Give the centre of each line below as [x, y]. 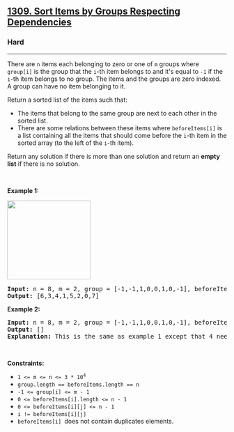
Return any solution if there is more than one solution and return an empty [114, 156]
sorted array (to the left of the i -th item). [76, 143]
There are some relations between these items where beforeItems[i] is [120, 128]
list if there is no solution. [44, 164]
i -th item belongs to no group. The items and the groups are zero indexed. [114, 79]
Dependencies [39, 23]
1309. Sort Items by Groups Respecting [94, 11]
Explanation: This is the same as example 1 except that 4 [110, 336]
